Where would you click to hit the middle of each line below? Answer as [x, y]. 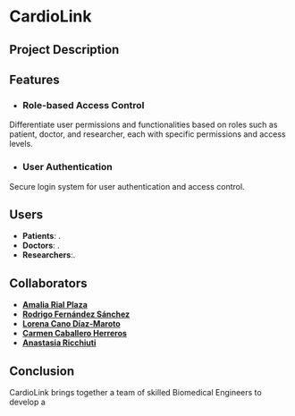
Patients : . [41, 236]
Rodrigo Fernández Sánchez [76, 314]
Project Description [64, 50]
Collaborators [48, 283]
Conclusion [42, 371]
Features [34, 79]
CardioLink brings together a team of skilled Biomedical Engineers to [135, 392]
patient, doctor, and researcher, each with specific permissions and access [147, 134]
